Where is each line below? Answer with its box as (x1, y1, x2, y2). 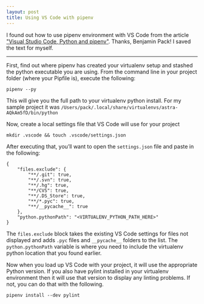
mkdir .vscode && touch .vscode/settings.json (6, 132, 126, 138)
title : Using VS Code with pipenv (6, 15, 94, 21)
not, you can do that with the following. (6, 280, 104, 288)
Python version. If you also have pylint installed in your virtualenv (6, 268, 169, 275)
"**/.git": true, (28, 171, 72, 178)
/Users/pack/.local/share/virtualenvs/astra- (61, 104, 178, 110)
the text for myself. (6, 44, 53, 52)
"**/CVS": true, (28, 187, 69, 194)
